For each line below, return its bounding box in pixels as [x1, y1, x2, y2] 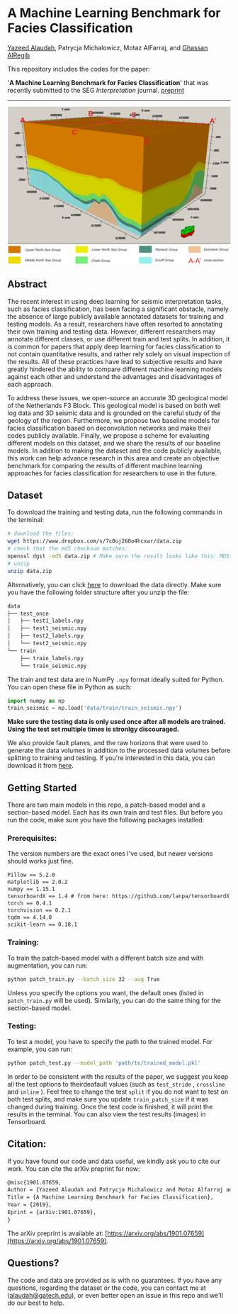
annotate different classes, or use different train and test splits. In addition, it [7, 334, 230, 343]
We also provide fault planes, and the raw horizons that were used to [7, 739, 208, 747]
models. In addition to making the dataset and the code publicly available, [7, 446, 222, 455]
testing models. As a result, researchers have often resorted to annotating [7, 319, 223, 328]
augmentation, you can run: [7, 961, 88, 970]
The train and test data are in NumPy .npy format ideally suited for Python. [7, 675, 225, 684]
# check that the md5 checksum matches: [7, 545, 129, 553]
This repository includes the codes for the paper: [7, 64, 150, 73]
